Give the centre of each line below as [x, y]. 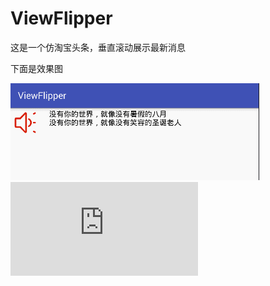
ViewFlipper [61, 18]
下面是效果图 [36, 68]
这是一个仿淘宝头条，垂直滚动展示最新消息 [98, 47]
